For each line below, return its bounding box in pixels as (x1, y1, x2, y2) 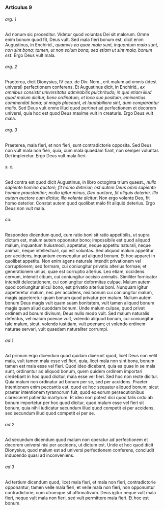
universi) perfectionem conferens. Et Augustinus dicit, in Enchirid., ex (5, 84, 145, 90)
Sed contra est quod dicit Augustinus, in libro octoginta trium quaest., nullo (5, 179, 157, 185)
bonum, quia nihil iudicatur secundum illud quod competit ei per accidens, (5, 405, 155, 411)
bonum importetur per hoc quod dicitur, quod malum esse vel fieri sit (5, 400, 144, 406)
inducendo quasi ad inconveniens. (5, 452, 75, 458)
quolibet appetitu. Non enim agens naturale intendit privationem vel (5, 258, 141, 264)
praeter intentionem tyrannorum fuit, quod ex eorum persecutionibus (5, 389, 144, 395)
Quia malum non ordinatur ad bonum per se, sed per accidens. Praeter (5, 379, 148, 385)
